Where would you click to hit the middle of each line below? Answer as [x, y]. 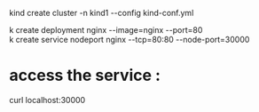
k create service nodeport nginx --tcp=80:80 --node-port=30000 [129, 40]
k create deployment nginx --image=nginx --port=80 [106, 30]
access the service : [85, 76]
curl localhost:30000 [47, 100]
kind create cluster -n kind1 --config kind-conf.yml [102, 13]
